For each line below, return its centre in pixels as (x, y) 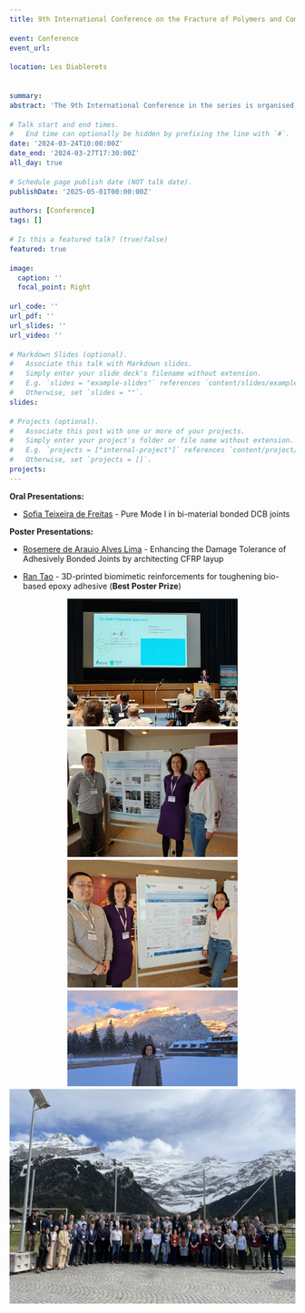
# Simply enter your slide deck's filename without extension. (135, 374)
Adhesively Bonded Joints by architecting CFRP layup (123, 558)
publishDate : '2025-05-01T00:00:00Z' (81, 192)
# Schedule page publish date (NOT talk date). (101, 182)
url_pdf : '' (32, 316)
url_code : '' (34, 307)
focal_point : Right (54, 287)
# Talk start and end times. (64, 124)
